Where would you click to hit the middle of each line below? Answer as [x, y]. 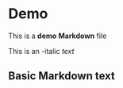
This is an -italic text [41, 51]
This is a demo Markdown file [58, 36]
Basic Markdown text [61, 76]
